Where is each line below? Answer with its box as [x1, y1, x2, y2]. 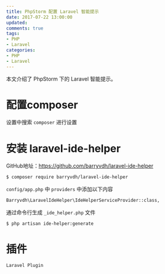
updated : [6, 20, 28, 25]
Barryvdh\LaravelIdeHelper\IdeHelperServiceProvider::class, [6, 198, 160, 204]
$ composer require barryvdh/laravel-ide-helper [6, 174, 128, 180]
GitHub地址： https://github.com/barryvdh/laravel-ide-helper [6, 162, 154, 169]
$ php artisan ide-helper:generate [6, 221, 94, 227]
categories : [6, 47, 35, 53]
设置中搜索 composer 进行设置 [6, 119, 77, 126]
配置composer [6, 98, 78, 111]
